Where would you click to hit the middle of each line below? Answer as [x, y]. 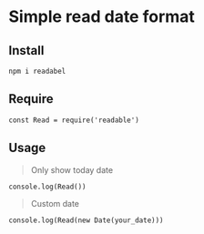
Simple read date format [102, 17]
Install [26, 51]
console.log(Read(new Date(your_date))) [87, 220]
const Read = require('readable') [74, 120]
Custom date [55, 203]
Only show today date [72, 169]
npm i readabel [37, 71]
